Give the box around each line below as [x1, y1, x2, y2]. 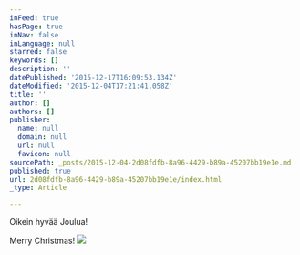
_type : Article [9, 184, 67, 193]
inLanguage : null [9, 38, 76, 48]
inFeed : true [9, 13, 59, 23]
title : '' [9, 90, 47, 99]
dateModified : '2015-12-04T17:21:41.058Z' [9, 81, 173, 90]
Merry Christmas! [9, 235, 76, 247]
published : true [9, 166, 71, 175]
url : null [17, 141, 55, 150]
